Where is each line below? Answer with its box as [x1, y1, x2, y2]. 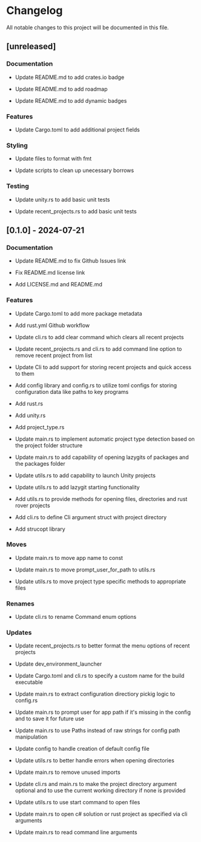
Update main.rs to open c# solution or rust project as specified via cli [15, 810, 188, 818]
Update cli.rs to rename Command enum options [15, 613, 137, 621]
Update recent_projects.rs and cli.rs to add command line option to [15, 345, 182, 353]
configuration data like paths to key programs [15, 388, 129, 395]
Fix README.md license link [15, 269, 85, 277]
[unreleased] [6, 41, 56, 52]
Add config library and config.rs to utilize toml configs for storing [15, 381, 177, 389]
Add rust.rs [15, 399, 44, 407]
